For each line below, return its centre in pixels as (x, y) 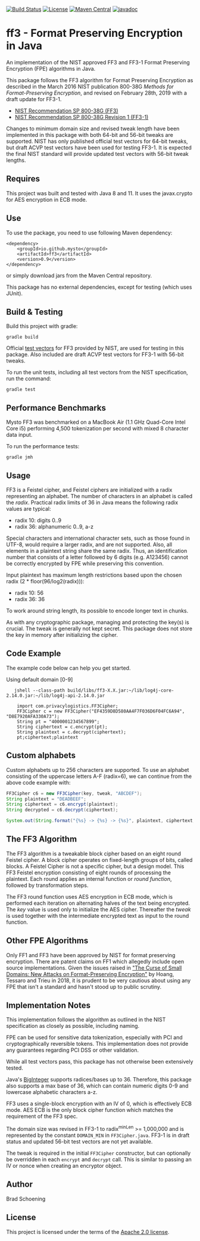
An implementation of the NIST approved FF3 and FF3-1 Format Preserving (98, 62)
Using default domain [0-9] (40, 679)
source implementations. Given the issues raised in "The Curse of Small (94, 968)
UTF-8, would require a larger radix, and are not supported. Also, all (89, 544)
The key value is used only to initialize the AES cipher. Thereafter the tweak (99, 909)
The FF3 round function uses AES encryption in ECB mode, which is (90, 896)
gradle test (21, 390)
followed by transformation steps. (47, 885)
